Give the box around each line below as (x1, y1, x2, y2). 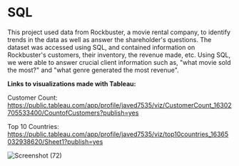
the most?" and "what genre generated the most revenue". (7, 66, 180, 74)
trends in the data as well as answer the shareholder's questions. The (7, 35, 212, 43)
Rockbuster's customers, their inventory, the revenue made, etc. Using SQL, (7, 51, 231, 59)
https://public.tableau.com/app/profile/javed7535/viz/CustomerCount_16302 (7, 100, 232, 109)
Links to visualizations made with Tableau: (7, 79, 136, 88)
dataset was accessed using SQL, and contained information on (7, 43, 195, 51)
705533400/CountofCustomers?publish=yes (7, 108, 139, 117)
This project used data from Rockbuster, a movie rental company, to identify (7, 28, 230, 36)
